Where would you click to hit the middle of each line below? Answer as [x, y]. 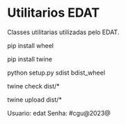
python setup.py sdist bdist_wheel [56, 72]
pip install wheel [31, 45]
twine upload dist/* [35, 100]
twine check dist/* [34, 86]
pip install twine [30, 59]
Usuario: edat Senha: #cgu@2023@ [59, 113]
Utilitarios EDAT [53, 13]
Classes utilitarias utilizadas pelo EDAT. [63, 32]
